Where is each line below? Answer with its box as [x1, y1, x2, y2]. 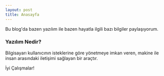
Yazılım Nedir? [5, 38, 42, 45]
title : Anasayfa [5, 12, 39, 17]
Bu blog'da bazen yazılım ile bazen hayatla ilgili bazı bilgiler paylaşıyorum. [5, 26, 158, 32]
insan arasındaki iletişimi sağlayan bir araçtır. [5, 55, 98, 61]
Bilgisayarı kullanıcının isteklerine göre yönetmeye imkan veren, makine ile [5, 50, 159, 56]
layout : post [5, 7, 33, 13]
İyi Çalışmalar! [5, 65, 34, 71]
